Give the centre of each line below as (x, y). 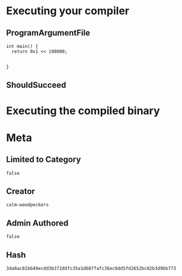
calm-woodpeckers (28, 205)
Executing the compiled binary (83, 110)
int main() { (22, 46)
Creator (21, 191)
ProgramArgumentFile (48, 33)
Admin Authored (37, 223)
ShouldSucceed (36, 85)
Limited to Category (44, 160)
